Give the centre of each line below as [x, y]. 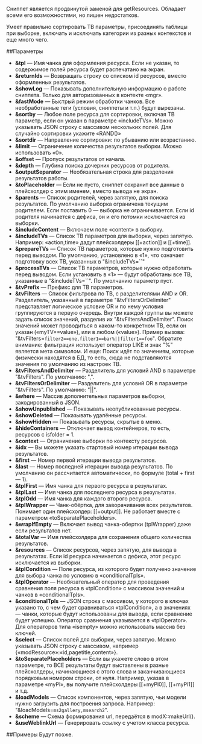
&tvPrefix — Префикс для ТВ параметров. [69, 287]
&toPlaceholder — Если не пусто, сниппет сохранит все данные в [99, 184]
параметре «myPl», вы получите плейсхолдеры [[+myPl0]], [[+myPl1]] [105, 684]
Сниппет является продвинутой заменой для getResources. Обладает [96, 9]
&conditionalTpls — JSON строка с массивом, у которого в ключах [102, 601]
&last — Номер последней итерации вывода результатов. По [94, 466]
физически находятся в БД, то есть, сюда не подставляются [93, 358]
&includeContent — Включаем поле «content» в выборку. [89, 229]
